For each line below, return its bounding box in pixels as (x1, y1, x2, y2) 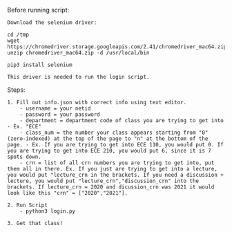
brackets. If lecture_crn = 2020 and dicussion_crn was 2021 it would (7, 184, 215, 191)
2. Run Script (7, 202, 48, 209)
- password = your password (19, 111, 100, 118)
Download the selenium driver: (7, 19, 97, 26)
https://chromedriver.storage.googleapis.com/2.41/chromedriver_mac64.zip (7, 43, 227, 50)
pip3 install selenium (7, 61, 72, 68)
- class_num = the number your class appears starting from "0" (19, 129, 209, 136)
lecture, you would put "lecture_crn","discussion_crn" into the (7, 177, 199, 184)
